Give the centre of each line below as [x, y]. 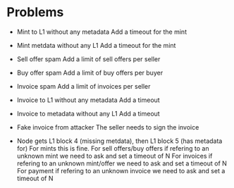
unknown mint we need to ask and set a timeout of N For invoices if [115, 156]
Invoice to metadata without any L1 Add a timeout [88, 113]
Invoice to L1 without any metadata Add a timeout [88, 100]
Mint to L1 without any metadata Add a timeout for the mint [102, 32]
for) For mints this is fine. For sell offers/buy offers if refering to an [113, 148]
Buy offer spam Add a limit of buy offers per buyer [90, 73]
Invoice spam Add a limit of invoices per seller [84, 86]
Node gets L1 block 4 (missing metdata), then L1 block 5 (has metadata [119, 141]
